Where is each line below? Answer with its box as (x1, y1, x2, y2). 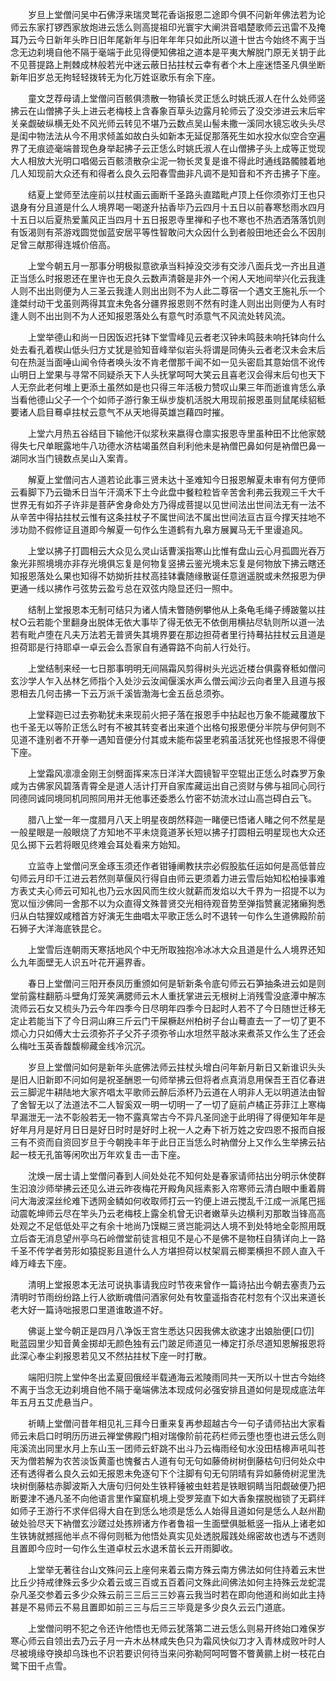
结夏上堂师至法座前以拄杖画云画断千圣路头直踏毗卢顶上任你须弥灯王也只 (27, 189, 326, 200)
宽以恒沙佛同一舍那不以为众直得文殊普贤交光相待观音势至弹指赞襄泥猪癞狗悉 (10, 898, 326, 909)
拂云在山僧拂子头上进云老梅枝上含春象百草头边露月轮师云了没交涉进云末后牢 (10, 105, 326, 117)
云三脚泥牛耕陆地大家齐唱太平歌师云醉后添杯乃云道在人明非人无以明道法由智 (10, 1086, 326, 1098)
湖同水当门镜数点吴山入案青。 (10, 453, 133, 464)
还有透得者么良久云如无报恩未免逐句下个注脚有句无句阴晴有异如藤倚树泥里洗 (10, 1468, 326, 1479)
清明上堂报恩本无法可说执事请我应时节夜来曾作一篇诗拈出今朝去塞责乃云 (27, 1279, 326, 1290)
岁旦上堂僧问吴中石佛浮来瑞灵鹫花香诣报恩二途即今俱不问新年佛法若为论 (27, 9, 326, 20)
